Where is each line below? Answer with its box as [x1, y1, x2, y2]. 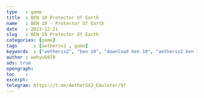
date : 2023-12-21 [6, 26, 59, 32]
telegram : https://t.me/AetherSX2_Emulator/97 [6, 83, 126, 89]
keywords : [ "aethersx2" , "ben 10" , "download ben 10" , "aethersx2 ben [6, 49, 194, 55]
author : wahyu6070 [6, 54, 56, 60]
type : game [6, 9, 42, 15]
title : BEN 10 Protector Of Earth [6, 15, 99, 21]
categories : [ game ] [6, 37, 56, 43]
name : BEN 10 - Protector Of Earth [6, 20, 104, 26]
